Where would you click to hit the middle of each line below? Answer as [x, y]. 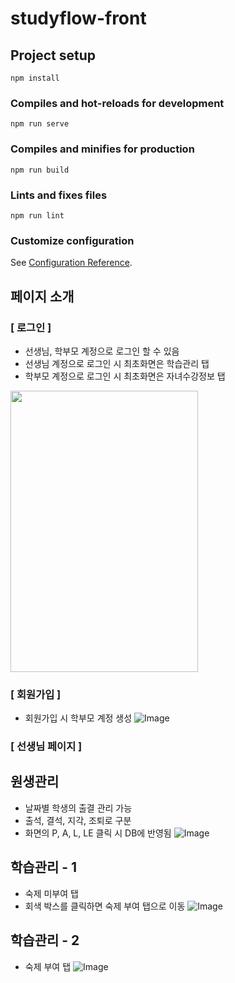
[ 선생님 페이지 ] [46, 747]
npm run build [40, 170]
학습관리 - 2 [45, 940]
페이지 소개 [42, 296]
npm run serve [40, 124]
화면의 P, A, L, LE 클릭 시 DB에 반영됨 [98, 833]
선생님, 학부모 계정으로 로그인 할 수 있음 [102, 351]
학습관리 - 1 [44, 867]
